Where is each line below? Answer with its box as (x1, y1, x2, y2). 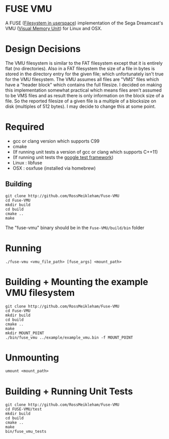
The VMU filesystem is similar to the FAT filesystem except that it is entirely (5, 60, 163, 66)
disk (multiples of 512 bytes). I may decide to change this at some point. (5, 103, 156, 109)
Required (5, 121, 45, 133)
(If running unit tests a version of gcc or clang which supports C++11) (12, 149, 158, 155)
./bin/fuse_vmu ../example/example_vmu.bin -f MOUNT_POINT (5, 335, 133, 340)
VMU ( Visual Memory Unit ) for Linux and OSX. (5, 25, 102, 31)
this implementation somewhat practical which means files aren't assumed (5, 87, 162, 93)
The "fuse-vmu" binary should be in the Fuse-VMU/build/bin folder (5, 225, 145, 231)
